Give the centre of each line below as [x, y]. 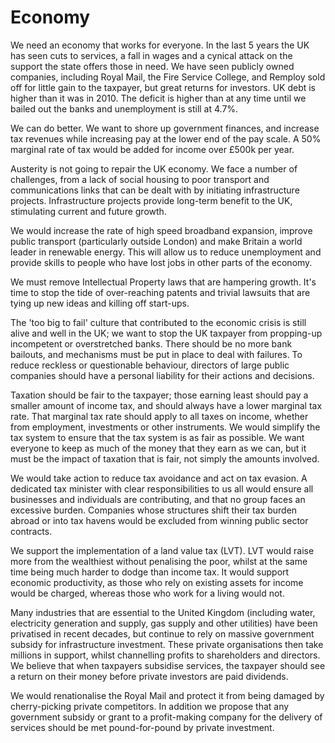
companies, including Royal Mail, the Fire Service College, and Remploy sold [168, 77]
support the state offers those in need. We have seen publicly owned [152, 66]
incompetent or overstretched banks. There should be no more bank [151, 343]
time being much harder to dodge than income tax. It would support [150, 572]
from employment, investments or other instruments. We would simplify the [165, 427]
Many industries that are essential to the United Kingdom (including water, [163, 612]
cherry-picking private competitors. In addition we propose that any [150, 706]
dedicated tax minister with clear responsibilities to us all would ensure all [162, 488]
